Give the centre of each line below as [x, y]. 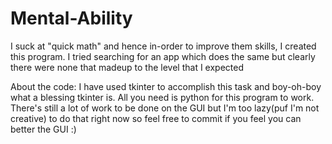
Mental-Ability [71, 18]
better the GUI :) [43, 129]
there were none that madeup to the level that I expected [127, 67]
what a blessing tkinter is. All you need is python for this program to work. [162, 97]
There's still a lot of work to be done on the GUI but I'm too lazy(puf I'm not [165, 108]
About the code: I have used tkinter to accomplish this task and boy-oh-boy [166, 86]
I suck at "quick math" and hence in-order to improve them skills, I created [163, 46]
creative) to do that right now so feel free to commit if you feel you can [156, 118]
